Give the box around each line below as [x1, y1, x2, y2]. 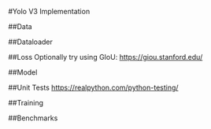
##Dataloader [8, 37, 53, 46]
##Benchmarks [8, 113, 58, 123]
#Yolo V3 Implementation [8, 7, 91, 16]
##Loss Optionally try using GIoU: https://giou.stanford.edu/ [8, 53, 203, 61]
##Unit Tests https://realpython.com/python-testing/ [8, 83, 179, 92]
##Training [8, 98, 44, 107]
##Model [8, 68, 38, 77]
